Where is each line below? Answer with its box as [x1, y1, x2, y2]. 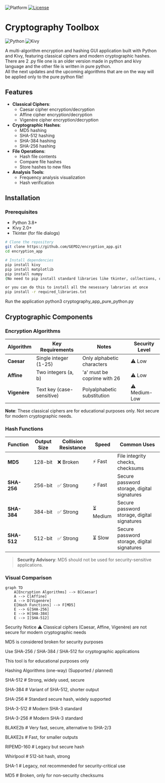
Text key [36, 386, 56, 393]
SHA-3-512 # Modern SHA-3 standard [5, 706, 82, 712]
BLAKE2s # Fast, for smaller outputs [5, 734, 78, 740]
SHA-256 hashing [19, 143, 55, 149]
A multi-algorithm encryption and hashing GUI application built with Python [5, 47, 157, 54]
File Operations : [12, 148, 46, 154]
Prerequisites [5, 209, 38, 216]
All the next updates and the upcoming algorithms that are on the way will [5, 68, 154, 74]
